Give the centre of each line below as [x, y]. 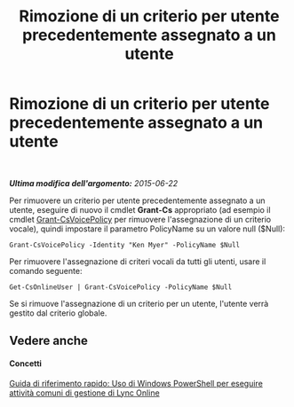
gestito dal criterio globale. [58, 313]
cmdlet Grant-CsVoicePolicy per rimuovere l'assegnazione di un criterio [140, 219]
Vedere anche [49, 341]
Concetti [26, 363]
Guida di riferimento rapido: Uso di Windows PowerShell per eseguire [136, 383]
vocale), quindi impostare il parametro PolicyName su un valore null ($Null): [147, 229]
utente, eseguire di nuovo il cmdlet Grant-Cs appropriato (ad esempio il [140, 209]
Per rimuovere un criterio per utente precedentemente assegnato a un [137, 200]
